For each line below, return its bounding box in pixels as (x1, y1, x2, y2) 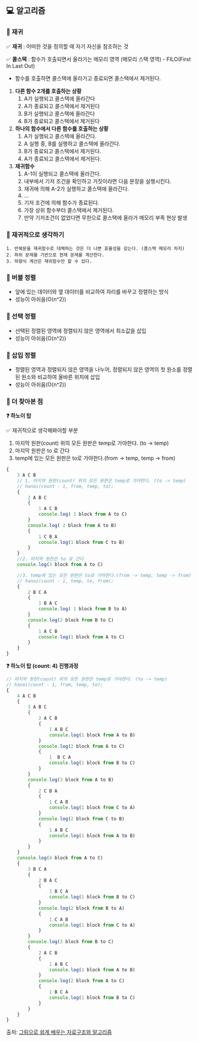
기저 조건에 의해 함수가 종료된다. (23, 199, 100, 206)
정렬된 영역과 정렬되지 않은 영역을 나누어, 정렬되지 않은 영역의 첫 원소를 (14, 365, 182, 373)
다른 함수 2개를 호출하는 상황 (14, 87, 82, 94)
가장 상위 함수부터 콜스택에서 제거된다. (23, 206, 114, 213)
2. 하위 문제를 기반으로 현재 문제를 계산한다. (6, 252, 105, 258)
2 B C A (28, 589, 47, 595)
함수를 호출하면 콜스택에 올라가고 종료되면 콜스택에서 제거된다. (14, 75, 161, 82)
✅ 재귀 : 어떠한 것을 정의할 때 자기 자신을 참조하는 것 (6, 43, 129, 50)
